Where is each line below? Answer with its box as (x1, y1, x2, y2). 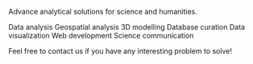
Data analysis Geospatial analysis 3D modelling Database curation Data (8, 22, 246, 31)
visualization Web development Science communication (8, 31, 194, 40)
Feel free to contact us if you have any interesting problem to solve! (8, 46, 232, 55)
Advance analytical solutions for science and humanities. (8, 7, 197, 16)
